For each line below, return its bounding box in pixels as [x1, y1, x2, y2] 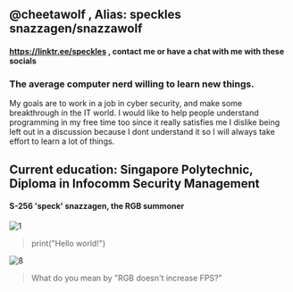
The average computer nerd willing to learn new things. [9, 78, 255, 90]
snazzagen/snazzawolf [9, 21, 143, 37]
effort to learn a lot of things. [9, 136, 115, 146]
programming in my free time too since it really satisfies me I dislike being [9, 117, 280, 128]
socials [9, 55, 38, 66]
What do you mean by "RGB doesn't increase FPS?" [30, 272, 222, 283]
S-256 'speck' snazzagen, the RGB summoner [9, 201, 185, 212]
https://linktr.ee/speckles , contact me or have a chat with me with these [9, 46, 284, 56]
